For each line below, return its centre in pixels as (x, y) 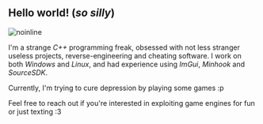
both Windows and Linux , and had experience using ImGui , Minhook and (127, 64)
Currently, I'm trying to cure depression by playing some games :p (116, 88)
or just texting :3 (35, 111)
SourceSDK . (28, 72)
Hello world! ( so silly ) (61, 13)
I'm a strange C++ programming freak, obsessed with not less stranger (124, 47)
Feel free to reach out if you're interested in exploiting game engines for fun (131, 103)
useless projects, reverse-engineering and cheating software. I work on (125, 55)
